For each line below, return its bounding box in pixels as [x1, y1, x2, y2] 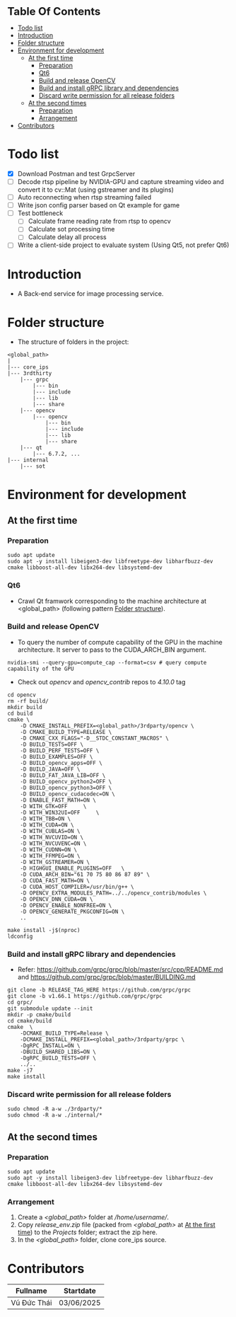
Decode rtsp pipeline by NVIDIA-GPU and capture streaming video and [17, 178, 224, 185]
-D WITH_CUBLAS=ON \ [20, 827, 81, 834]
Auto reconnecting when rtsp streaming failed [17, 193, 152, 202]
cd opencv [7, 691, 37, 698]
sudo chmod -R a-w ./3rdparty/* [7, 1105, 102, 1112]
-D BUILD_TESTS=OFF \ [20, 741, 83, 748]
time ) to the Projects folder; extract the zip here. [17, 1228, 158, 1236]
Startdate [63, 1286, 97, 1296]
